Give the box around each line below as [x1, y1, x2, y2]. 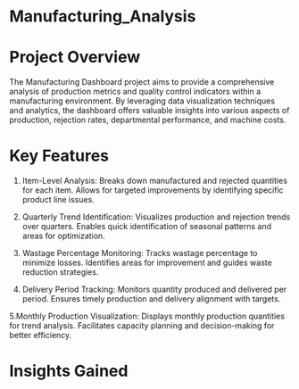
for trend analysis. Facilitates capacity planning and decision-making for [9, 320, 275, 331]
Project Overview [9, 47, 141, 68]
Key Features [9, 145, 110, 166]
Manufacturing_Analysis [9, 6, 196, 27]
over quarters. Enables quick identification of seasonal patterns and [21, 221, 272, 232]
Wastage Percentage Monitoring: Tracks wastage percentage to [21, 248, 258, 259]
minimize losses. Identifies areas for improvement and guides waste [21, 257, 272, 269]
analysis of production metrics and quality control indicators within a [9, 87, 262, 97]
